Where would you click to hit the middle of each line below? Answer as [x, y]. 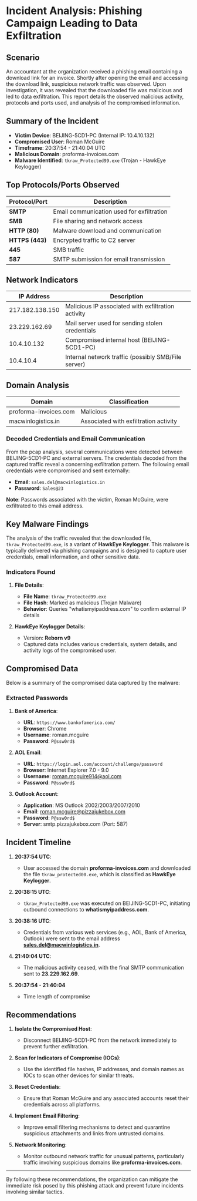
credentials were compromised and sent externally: [68, 470]
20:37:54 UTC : [33, 856]
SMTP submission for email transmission [109, 259]
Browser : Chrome [45, 728]
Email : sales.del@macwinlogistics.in [60, 482]
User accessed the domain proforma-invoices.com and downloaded [107, 868]
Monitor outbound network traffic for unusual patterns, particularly [104, 1156]
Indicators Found [31, 572]
